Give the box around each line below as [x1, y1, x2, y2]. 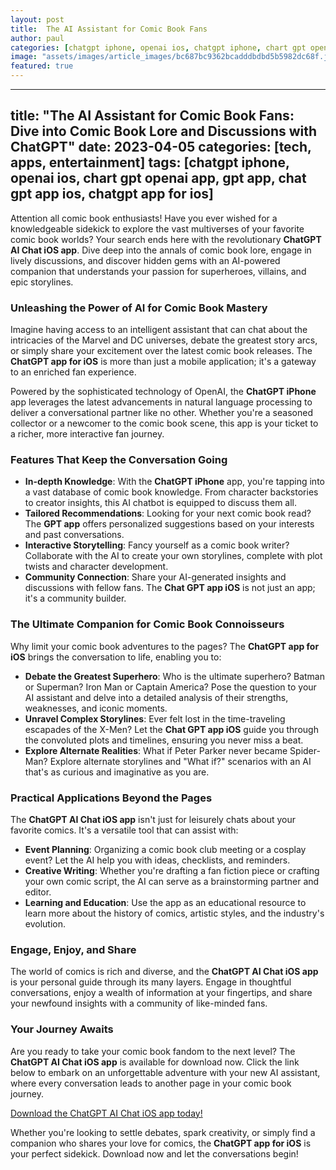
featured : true [10, 61, 74, 71]
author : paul [10, 33, 65, 43]
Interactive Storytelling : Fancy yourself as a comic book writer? [24, 539, 290, 551]
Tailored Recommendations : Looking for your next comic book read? [24, 507, 312, 520]
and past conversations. [24, 529, 125, 541]
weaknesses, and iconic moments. [24, 702, 168, 714]
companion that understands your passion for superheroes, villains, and [10, 265, 307, 277]
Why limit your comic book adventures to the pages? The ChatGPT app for [10, 640, 320, 652]
